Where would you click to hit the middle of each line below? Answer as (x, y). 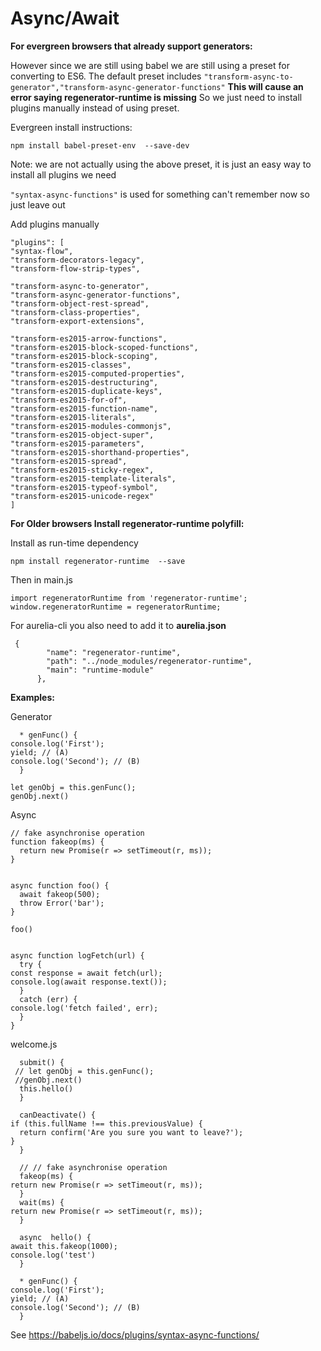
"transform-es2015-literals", (73, 417)
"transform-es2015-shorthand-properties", (100, 452)
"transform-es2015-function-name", (84, 408)
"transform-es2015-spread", (69, 461)
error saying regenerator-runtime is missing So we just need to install (156, 97)
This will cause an (265, 86)
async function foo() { (60, 885)
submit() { (42, 1062)
